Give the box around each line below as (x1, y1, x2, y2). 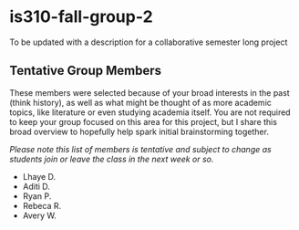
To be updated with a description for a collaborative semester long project (9, 37, 288, 47)
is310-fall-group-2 (9, 6, 153, 27)
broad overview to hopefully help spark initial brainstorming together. (9, 126, 269, 137)
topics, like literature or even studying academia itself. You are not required (9, 107, 291, 118)
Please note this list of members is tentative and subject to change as (9, 143, 272, 154)
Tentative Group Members (9, 63, 162, 78)
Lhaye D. (22, 171, 57, 182)
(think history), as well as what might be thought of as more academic (9, 97, 272, 108)
